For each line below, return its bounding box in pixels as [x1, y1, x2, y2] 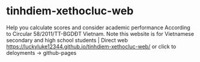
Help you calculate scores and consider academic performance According [6, 24, 190, 31]
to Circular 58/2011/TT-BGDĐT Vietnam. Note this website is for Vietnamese [6, 30, 194, 37]
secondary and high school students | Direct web [6, 36, 128, 44]
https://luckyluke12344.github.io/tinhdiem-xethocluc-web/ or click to [6, 43, 177, 50]
